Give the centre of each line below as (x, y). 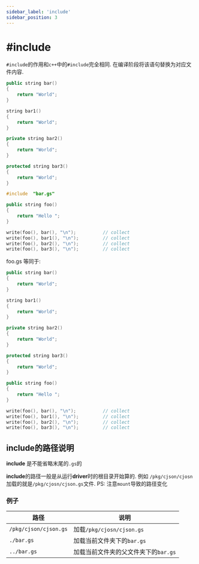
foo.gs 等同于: (23, 262)
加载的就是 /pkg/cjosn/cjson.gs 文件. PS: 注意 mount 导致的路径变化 (87, 484)
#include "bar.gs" (31, 194)
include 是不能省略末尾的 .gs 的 (44, 464)
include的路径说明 (40, 448)
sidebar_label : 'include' (38, 12)
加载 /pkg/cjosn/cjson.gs (109, 530)
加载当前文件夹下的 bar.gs (110, 541)
